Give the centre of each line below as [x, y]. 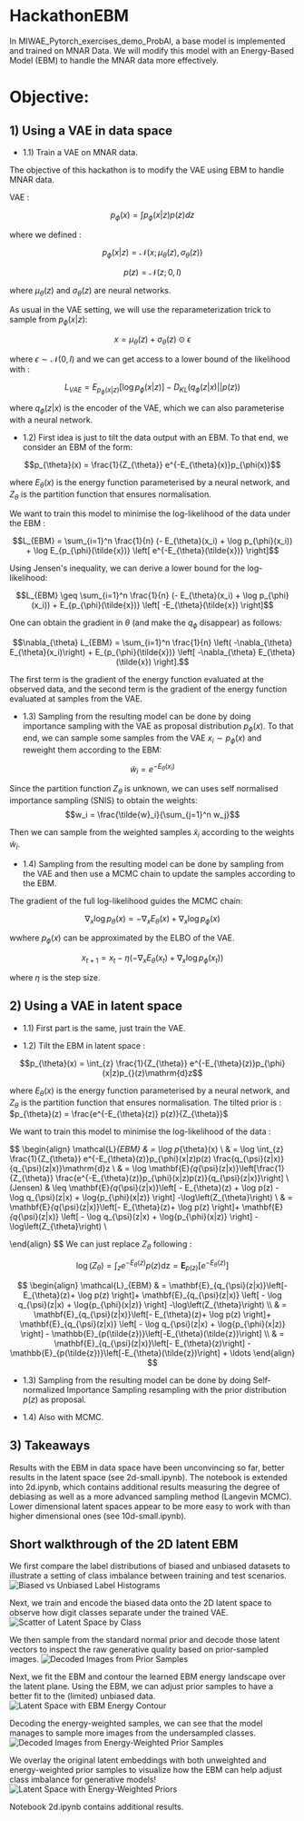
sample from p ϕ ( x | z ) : [49, 321]
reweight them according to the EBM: [92, 750]
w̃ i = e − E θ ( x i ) [152, 769]
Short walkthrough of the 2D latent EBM [124, 1544]
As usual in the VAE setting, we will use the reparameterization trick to [140, 310]
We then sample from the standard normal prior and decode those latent [145, 1640]
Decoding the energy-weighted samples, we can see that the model [136, 1724]
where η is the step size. [55, 978]
